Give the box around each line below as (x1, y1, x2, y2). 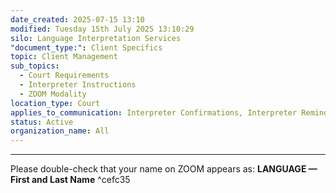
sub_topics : (10, 61, 60, 71)
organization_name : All (10, 126, 110, 136)
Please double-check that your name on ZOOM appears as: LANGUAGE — (10, 163, 318, 175)
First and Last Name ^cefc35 (10, 174, 131, 186)
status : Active (10, 117, 74, 127)
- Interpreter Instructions (19, 80, 137, 90)
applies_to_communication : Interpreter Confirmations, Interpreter (10, 107, 298, 118)
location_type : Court (10, 98, 101, 108)
